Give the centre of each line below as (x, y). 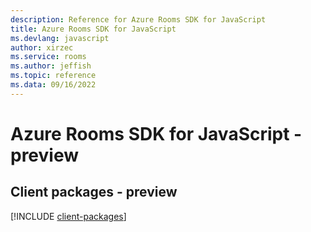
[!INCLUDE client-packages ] (68, 216)
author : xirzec (42, 47)
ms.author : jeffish (51, 66)
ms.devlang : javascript (60, 38)
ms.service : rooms (48, 57)
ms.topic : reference (53, 76)
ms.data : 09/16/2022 (53, 85)
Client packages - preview (94, 192)
